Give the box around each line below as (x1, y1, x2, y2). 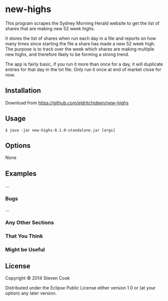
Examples (5, 169, 37, 178)
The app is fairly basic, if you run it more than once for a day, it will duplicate (5, 61, 163, 67)
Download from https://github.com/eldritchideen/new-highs (5, 100, 129, 106)
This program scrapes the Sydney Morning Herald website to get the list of (5, 20, 159, 26)
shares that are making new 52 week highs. (5, 25, 95, 31)
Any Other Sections (5, 219, 54, 226)
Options (5, 141, 31, 149)
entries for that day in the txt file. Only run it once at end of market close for (5, 66, 161, 72)
